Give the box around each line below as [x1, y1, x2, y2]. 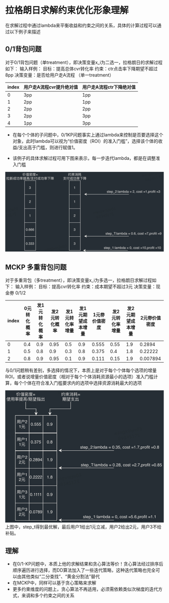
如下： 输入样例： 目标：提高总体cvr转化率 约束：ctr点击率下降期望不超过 [5, 65, 158, 71]
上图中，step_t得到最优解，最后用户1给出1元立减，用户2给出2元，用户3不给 [5, 524, 162, 530]
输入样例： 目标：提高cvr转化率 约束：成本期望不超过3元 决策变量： [15, 284, 156, 290]
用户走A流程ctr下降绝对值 [82, 84, 136, 90]
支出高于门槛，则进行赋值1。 [18, 145, 78, 150]
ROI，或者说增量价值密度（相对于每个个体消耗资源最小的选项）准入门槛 [5, 374, 154, 380]
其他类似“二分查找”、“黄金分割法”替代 [21, 574, 100, 580]
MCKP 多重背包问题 [5, 263, 67, 271]
